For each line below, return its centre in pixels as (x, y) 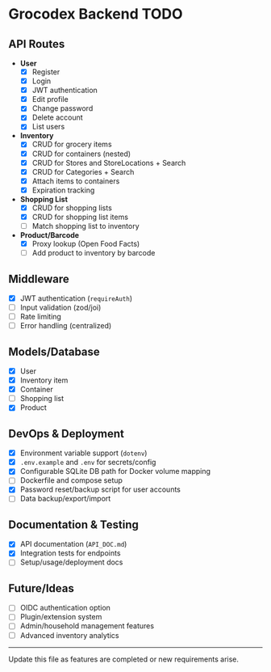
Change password (63, 108)
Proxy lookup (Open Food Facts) (86, 244)
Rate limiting (41, 317)
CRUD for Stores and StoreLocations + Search (109, 163)
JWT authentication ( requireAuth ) (76, 298)
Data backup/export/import (65, 499)
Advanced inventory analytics (69, 635)
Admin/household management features (87, 626)
